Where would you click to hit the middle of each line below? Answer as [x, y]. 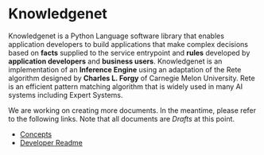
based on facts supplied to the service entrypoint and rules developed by [129, 52]
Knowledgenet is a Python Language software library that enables [116, 36]
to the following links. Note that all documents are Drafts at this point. [122, 118]
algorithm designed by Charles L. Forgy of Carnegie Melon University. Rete [132, 78]
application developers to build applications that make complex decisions [128, 44]
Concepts [36, 134]
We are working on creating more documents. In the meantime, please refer [132, 110]
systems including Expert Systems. [66, 95]
